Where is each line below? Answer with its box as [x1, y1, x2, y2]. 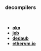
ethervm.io [12, 41, 36, 47]
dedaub [12, 35, 29, 41]
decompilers [5, 4, 36, 11]
